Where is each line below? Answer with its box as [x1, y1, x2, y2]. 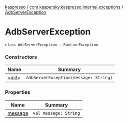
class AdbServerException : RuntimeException [5, 42, 98, 47]
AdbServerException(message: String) [26, 75, 113, 81]
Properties [5, 89, 30, 96]
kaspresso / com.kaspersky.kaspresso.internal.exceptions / [5, 4, 123, 10]
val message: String [33, 110, 80, 116]
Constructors [5, 53, 37, 60]
